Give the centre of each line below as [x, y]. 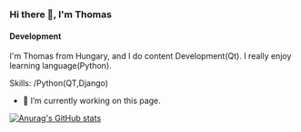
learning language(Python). [60, 66]
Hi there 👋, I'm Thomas [60, 14]
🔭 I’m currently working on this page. [91, 101]
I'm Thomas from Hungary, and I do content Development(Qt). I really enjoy [150, 56]
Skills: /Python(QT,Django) [59, 83]
